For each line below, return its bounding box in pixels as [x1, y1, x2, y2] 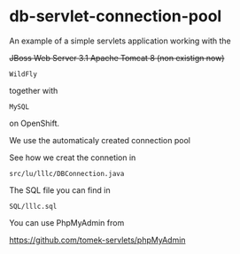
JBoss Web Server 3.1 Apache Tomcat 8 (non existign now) [9, 52, 225, 63]
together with [9, 85, 58, 96]
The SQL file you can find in [9, 184, 111, 196]
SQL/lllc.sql [9, 202, 58, 211]
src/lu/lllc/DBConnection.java [9, 169, 125, 178]
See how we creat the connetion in [9, 152, 136, 163]
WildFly [9, 69, 38, 79]
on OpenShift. [9, 118, 60, 128]
